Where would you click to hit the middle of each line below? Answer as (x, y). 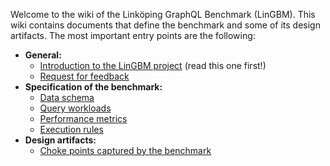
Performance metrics (83, 118)
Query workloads (75, 108)
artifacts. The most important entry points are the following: (133, 35)
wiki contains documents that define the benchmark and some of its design (165, 25)
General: (43, 55)
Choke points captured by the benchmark (125, 150)
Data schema (67, 97)
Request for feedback (84, 76)
